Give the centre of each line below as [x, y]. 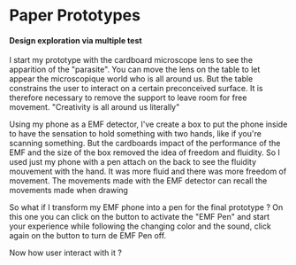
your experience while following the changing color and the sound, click [140, 226]
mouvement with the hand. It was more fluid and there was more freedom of [148, 171]
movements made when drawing [68, 191]
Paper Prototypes [75, 16]
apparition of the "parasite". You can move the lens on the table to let [135, 70]
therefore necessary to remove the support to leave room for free [128, 97]
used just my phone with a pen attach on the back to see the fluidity [133, 162]
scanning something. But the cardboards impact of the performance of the [145, 144]
